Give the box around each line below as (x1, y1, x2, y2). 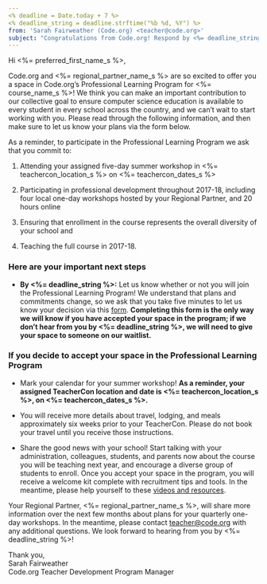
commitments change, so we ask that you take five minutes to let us (19, 296, 242, 306)
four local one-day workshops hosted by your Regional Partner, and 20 (19, 194, 253, 203)
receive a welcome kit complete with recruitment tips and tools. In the (19, 476, 248, 486)
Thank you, (8, 550, 45, 559)
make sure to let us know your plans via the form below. (8, 122, 191, 131)
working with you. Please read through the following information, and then (8, 113, 251, 123)
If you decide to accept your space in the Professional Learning (8, 350, 257, 361)
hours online (19, 202, 61, 212)
